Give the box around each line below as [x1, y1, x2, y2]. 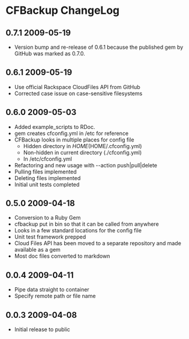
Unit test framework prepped [14, 233, 86, 241]
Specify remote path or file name [14, 293, 96, 300]
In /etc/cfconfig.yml [23, 155, 73, 163]
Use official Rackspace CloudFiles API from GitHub [14, 83, 140, 90]
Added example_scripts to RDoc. [14, 123, 95, 130]
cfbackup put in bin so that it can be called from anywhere [14, 220, 160, 228]
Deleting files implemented [14, 174, 81, 181]
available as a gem [14, 246, 61, 253]
